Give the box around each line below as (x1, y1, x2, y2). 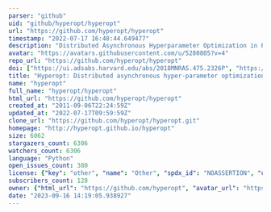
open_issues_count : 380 (8, 162, 89, 170)
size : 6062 (8, 131, 45, 139)
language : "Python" (8, 154, 74, 162)
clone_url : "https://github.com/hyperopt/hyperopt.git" (8, 117, 200, 125)
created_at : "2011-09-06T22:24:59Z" (8, 102, 131, 110)
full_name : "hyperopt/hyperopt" (8, 86, 117, 95)
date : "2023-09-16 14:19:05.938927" (8, 191, 131, 200)
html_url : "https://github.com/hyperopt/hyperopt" (8, 94, 182, 102)
